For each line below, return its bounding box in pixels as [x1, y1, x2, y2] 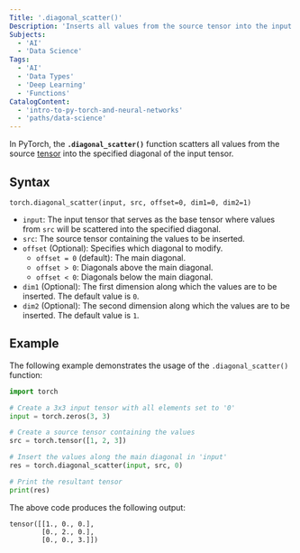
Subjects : [9, 30, 47, 39]
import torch [9, 387, 59, 396]
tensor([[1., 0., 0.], [9, 520, 95, 529]
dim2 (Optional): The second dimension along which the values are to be [22, 300, 290, 311]
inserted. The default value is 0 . [22, 290, 140, 301]
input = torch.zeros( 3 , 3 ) [9, 411, 111, 420]
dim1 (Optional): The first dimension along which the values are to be [22, 281, 277, 291]
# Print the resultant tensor [9, 477, 123, 486]
